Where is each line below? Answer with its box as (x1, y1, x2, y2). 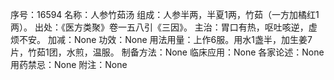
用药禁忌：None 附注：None (10, 59, 128, 70)
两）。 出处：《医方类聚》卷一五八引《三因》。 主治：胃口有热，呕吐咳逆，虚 (10, 21, 318, 33)
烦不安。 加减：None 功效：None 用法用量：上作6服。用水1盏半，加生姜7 (10, 34, 313, 45)
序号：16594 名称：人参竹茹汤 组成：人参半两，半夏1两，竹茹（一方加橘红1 (10, 9, 320, 20)
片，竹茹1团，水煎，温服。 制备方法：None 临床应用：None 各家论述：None (10, 46, 325, 58)
